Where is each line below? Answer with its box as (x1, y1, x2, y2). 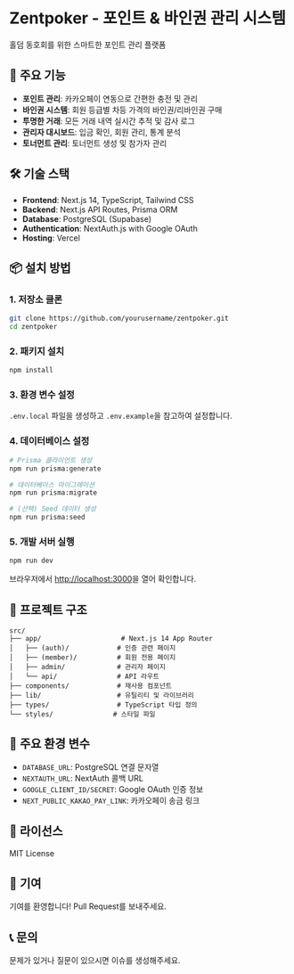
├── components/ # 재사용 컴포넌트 (9, 682, 172, 691)
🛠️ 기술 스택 (9, 167, 69, 182)
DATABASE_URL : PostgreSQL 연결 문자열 (21, 761, 159, 772)
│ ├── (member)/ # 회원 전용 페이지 (9, 653, 176, 662)
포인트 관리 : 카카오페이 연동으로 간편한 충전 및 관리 (21, 93, 199, 103)
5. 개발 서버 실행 (9, 536, 75, 548)
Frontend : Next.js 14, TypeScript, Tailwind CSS (21, 194, 194, 205)
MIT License (9, 847, 55, 858)
